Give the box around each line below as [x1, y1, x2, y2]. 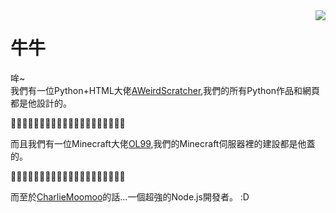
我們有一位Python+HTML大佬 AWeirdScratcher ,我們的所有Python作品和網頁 [10, 84, 320, 96]
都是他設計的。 [10, 97, 72, 109]
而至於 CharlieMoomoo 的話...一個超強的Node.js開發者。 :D [10, 190, 250, 203]
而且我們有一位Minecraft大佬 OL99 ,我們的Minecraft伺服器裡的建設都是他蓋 [10, 137, 316, 149]
